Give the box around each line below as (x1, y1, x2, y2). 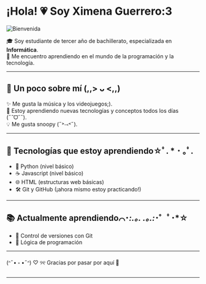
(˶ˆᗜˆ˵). (6, 113, 27, 121)
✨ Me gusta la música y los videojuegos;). (6, 100, 113, 107)
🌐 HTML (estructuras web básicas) (15, 178, 104, 185)
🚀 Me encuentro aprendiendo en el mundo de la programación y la (6, 52, 174, 59)
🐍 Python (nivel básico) (15, 163, 74, 170)
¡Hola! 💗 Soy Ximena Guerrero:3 (6, 4, 173, 18)
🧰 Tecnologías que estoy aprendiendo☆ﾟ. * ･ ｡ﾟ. (6, 146, 194, 156)
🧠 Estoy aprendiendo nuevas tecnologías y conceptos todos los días (6, 107, 179, 114)
